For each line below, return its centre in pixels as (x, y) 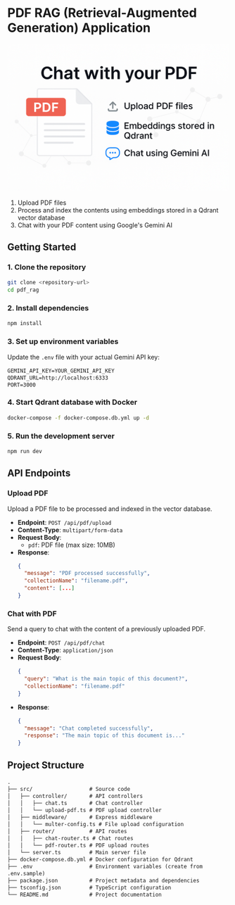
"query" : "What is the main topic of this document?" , (106, 679)
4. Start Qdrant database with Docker (72, 403)
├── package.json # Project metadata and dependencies (103, 881)
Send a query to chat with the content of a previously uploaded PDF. (107, 629)
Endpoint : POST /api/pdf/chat (61, 643)
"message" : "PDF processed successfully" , (87, 574)
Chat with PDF (32, 614)
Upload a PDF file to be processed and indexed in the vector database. (110, 509)
